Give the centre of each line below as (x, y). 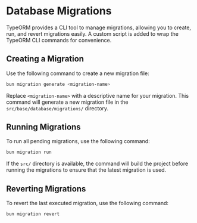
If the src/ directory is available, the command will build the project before (97, 164)
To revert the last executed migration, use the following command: (87, 203)
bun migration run (29, 152)
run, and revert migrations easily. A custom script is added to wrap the (92, 33)
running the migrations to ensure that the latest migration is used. (86, 170)
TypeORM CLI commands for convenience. (59, 40)
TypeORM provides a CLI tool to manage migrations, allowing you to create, (99, 27)
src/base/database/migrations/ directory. (57, 108)
